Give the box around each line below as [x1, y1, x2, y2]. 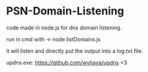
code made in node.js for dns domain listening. [6, 24, 122, 31]
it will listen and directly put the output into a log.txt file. [6, 47, 143, 55]
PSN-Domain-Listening [6, 4, 125, 18]
